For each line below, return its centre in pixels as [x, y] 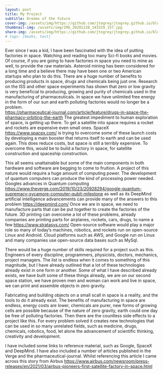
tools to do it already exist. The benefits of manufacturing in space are [75, 300]
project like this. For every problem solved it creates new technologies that [80, 321]
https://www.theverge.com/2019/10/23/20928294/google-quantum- [73, 188]
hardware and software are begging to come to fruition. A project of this [77, 168]
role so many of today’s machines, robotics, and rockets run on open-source [81, 230]
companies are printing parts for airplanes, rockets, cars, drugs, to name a [79, 219]
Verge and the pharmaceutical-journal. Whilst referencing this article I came [81, 356]
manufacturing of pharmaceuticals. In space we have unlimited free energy [80, 97]
